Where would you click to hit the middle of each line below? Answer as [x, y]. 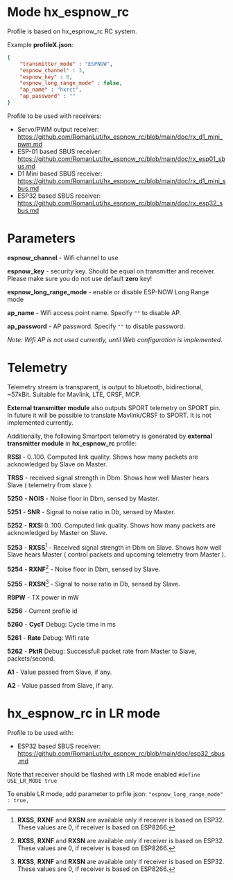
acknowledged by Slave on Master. [57, 464]
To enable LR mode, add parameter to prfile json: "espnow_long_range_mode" [115, 794]
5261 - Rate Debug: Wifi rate [48, 637]
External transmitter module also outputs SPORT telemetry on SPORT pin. [114, 407]
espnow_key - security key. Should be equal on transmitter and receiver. [111, 271]
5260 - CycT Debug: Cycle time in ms [62, 624]
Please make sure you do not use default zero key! [80, 278]
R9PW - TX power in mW [43, 597]
